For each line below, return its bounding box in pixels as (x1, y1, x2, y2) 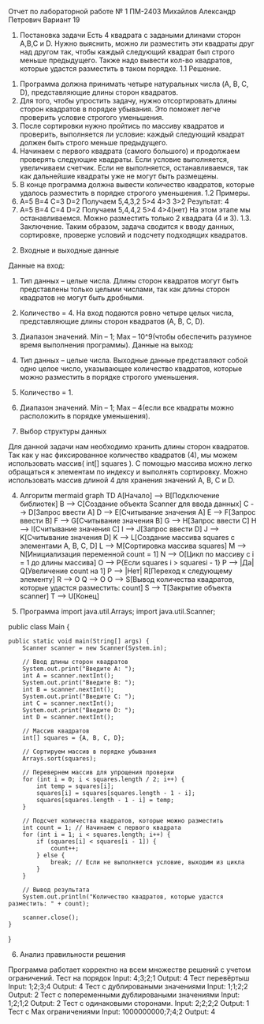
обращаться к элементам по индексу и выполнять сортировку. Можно (8, 467, 248, 476)
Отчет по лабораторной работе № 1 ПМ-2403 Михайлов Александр (8, 7, 236, 16)
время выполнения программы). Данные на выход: (19, 340, 195, 350)
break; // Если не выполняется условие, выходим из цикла (50, 858, 245, 866)
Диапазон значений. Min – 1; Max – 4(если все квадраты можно (19, 403, 234, 412)
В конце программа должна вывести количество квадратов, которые (19, 180, 255, 189)
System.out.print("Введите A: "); (22, 665, 136, 673)
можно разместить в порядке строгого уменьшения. (19, 373, 199, 381)
